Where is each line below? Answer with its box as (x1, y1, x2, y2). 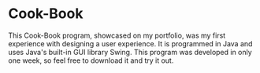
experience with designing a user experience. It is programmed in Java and (8, 38, 253, 48)
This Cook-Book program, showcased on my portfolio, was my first (8, 31, 226, 40)
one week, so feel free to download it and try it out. (8, 56, 174, 65)
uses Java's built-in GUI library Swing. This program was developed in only (8, 47, 252, 57)
